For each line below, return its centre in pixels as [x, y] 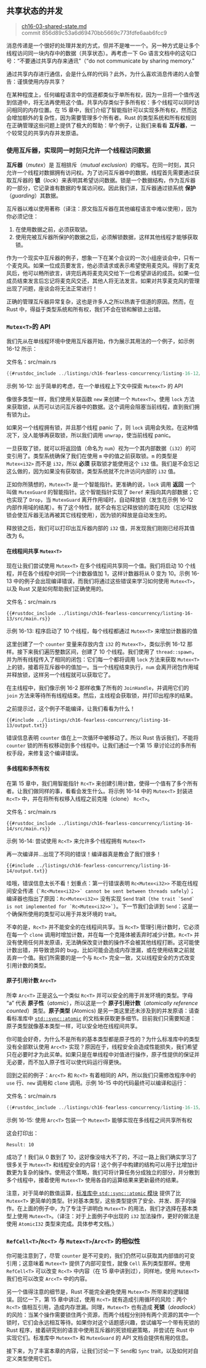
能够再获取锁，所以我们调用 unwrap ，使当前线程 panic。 [104, 436]
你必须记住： [22, 216]
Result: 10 [20, 1144]
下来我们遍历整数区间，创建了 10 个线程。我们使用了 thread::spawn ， [110, 652]
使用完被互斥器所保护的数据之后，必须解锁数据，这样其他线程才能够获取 [106, 237]
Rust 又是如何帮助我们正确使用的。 [63, 589]
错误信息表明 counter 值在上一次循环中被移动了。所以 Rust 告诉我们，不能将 [103, 738]
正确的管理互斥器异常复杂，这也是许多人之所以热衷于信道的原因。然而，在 [100, 302]
